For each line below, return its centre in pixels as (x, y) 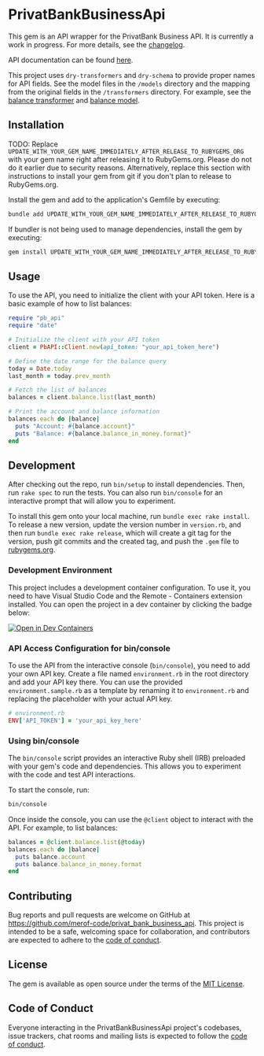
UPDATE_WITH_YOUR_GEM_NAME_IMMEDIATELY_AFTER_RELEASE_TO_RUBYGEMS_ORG (126, 151)
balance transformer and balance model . (74, 100)
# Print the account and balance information (84, 412)
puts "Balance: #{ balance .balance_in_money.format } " (103, 434)
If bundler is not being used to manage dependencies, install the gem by (125, 229)
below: (19, 613)
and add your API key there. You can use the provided (95, 682)
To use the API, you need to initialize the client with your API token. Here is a (132, 295)
